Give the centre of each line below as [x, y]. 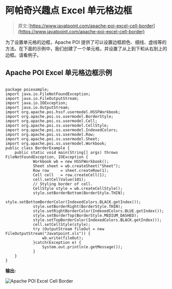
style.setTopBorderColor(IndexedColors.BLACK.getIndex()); [97, 220]
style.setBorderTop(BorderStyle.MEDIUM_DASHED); [86, 215]
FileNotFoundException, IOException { [47, 157]
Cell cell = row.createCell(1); [70, 175]
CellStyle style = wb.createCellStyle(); [78, 188]
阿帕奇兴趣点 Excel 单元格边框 [69, 11]
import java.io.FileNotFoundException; [48, 94]
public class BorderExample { [38, 148]
